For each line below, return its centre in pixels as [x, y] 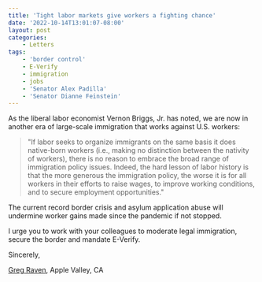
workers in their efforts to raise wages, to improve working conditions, [141, 184]
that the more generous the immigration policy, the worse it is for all [137, 176]
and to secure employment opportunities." [96, 192]
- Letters [39, 45]
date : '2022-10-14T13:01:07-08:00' [66, 23]
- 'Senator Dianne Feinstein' [72, 96]
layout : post [30, 30]
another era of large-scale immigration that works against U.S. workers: [124, 127]
